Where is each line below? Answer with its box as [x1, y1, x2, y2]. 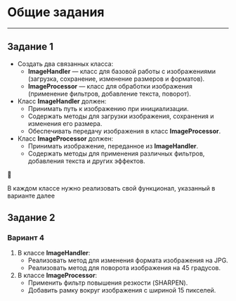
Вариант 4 [7, 233, 44, 243]
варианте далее [7, 191, 55, 200]
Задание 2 [7, 212, 55, 224]
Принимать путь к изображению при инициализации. [27, 104, 189, 113]
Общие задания [7, 4, 105, 20]
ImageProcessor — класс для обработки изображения [27, 82, 193, 90]
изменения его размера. [27, 119, 103, 127]
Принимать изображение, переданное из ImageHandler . [27, 141, 199, 150]
